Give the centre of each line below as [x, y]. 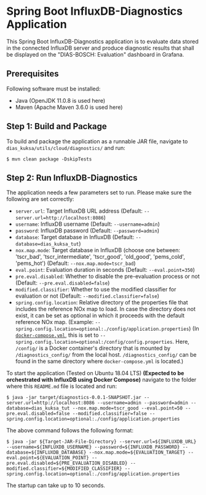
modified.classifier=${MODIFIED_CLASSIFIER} [64, 469]
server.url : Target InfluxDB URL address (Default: [79, 211]
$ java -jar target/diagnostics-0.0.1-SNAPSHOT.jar [74, 398]
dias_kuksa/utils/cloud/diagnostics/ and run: [66, 148]
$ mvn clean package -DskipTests [49, 159]
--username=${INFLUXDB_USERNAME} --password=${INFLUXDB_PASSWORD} [93, 447]
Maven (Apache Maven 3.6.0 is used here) [69, 107]
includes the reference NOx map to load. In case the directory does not [105, 309]
